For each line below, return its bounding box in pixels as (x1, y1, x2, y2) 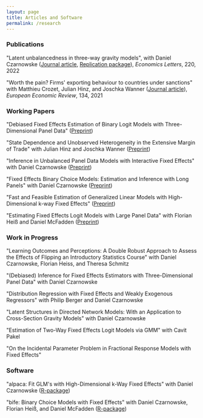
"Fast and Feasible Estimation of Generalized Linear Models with (6, 193, 167, 200)
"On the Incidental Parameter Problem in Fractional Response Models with (6, 344, 191, 352)
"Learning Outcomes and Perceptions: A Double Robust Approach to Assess (6, 247, 197, 255)
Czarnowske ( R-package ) (6, 386, 71, 394)
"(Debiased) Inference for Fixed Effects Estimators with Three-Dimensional (6, 272, 193, 279)
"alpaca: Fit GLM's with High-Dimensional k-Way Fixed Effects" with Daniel (6, 380, 193, 388)
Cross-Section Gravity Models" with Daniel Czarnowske (6, 315, 146, 322)
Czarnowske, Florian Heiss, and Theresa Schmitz (6, 260, 129, 267)
